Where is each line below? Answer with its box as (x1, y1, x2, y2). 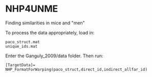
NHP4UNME (5, 3, 58, 15)
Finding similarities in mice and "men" (5, 20, 85, 26)
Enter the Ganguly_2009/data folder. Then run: (5, 53, 103, 59)
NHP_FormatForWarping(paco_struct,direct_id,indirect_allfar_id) (5, 67, 147, 72)
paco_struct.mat (5, 39, 40, 45)
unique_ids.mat (5, 44, 38, 49)
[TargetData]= (5, 62, 36, 67)
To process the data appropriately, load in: (5, 29, 95, 35)
